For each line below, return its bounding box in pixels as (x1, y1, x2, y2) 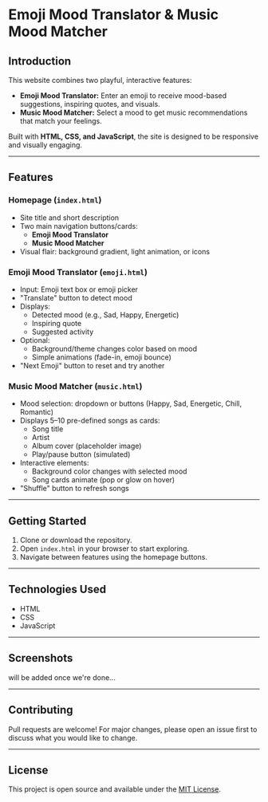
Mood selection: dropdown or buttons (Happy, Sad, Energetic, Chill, (19, 399, 242, 408)
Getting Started (8, 514, 87, 528)
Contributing (8, 703, 73, 717)
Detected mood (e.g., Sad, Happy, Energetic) (31, 309, 179, 320)
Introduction (8, 54, 72, 68)
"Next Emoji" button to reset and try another (19, 360, 165, 370)
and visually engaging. (8, 140, 82, 149)
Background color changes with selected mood (31, 466, 187, 476)
